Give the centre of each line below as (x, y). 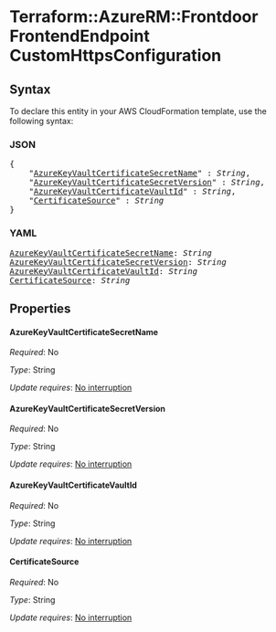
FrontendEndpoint (80, 36)
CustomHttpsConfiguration (116, 56)
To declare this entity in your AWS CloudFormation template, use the (138, 111)
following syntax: (42, 121)
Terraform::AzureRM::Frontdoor (134, 17)
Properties (40, 308)
